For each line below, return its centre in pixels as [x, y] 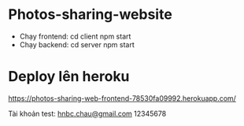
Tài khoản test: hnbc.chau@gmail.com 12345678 [87, 113]
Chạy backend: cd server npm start [77, 44]
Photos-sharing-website [91, 15]
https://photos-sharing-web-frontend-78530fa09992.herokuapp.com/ [122, 98]
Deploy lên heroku [69, 77]
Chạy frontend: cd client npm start [75, 36]
